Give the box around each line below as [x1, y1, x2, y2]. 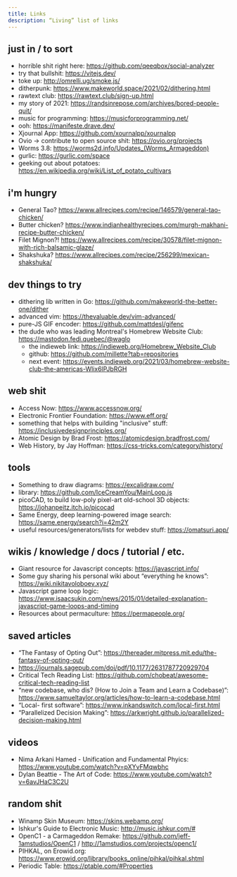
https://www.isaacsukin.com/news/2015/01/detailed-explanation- [18, 594, 208, 603]
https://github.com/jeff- [122, 831, 191, 840]
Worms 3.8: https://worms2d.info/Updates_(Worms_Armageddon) [18, 144, 210, 152]
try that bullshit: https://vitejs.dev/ [18, 69, 116, 78]
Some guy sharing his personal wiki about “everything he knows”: [18, 572, 209, 580]
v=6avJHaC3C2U [18, 778, 70, 786]
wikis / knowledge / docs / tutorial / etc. [8, 546, 185, 558]
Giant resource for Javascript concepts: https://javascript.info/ [18, 565, 200, 573]
